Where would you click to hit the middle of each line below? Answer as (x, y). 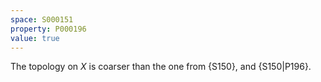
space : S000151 (42, 19)
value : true (35, 38)
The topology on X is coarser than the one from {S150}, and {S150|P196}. (161, 67)
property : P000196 (48, 29)
